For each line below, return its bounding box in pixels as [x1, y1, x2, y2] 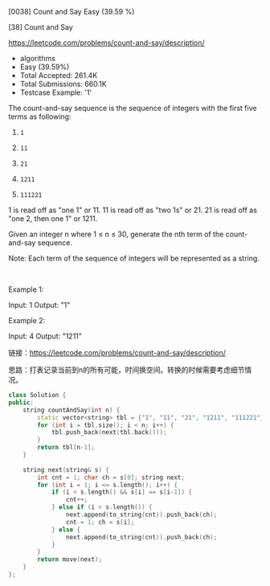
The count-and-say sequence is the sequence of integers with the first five [8, 104, 257, 113]
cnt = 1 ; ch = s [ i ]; [65, 518, 135, 526]
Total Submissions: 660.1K [19, 80, 107, 88]
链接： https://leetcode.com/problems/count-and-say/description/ [8, 348, 227, 357]
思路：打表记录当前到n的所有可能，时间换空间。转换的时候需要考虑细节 [8, 365, 245, 375]
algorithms [19, 54, 56, 63]
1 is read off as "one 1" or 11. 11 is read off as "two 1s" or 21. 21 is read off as [8, 205, 257, 215]
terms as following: [8, 112, 72, 121]
